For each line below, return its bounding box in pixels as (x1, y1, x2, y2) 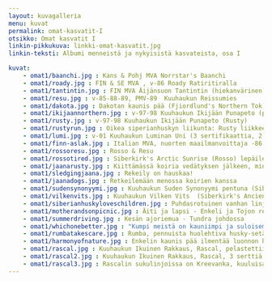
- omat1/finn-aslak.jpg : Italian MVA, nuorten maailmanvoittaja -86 (23, 139, 263, 147)
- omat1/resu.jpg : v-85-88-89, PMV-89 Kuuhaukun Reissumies (23, 94, 237, 102)
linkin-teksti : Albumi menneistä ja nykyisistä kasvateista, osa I (8, 49, 241, 57)
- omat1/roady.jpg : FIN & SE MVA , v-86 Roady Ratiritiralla (23, 79, 237, 87)
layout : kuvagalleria (8, 11, 82, 20)
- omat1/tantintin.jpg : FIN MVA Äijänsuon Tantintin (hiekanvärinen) (23, 87, 266, 95)
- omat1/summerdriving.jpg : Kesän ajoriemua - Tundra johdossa (23, 215, 244, 223)
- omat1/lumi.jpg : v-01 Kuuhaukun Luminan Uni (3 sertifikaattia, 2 (23, 132, 263, 140)
